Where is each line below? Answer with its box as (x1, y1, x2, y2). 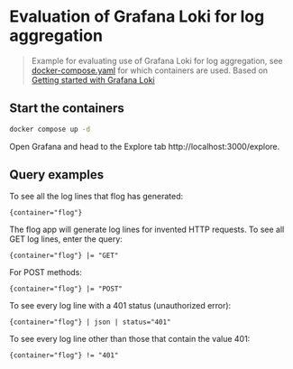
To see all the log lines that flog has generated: (9, 191, 184, 202)
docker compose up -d (9, 125, 91, 134)
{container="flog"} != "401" (9, 351, 119, 360)
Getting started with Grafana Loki (31, 74, 155, 85)
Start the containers (9, 101, 124, 116)
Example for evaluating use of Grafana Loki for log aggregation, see (31, 55, 284, 66)
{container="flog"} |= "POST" (9, 284, 124, 294)
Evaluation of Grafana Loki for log (9, 6, 265, 27)
